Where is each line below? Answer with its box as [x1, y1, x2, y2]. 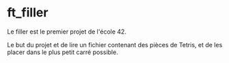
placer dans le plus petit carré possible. [7, 48, 118, 56]
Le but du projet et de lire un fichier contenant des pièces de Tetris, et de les [7, 40, 223, 49]
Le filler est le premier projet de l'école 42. [7, 27, 126, 36]
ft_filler [7, 5, 49, 21]
